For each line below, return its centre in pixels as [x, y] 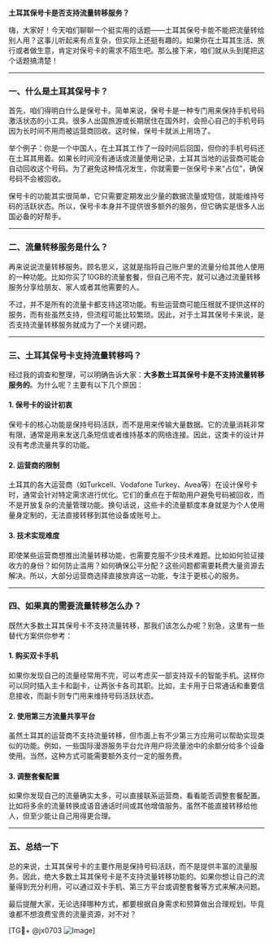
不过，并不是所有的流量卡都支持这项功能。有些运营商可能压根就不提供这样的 [136, 304]
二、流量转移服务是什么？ [58, 248]
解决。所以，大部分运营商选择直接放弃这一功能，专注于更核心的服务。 [126, 575]
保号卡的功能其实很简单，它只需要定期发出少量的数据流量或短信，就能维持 [133, 196]
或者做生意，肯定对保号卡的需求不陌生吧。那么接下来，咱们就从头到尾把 [136, 50]
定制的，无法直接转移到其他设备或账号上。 [93, 515]
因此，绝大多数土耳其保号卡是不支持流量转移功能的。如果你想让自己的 [140, 876]
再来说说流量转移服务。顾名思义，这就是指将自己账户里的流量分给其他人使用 [136, 266]
